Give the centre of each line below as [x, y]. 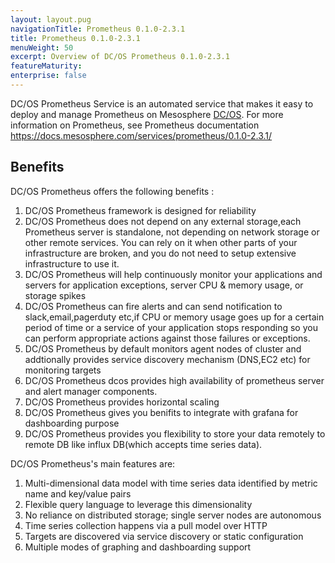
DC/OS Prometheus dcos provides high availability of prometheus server [174, 380]
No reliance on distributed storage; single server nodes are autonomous [173, 515]
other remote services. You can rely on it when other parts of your [161, 242]
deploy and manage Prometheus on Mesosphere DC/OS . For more [147, 114]
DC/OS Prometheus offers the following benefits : [112, 191]
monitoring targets [63, 370]
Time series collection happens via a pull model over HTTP [146, 525]
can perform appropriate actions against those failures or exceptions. [167, 338]
